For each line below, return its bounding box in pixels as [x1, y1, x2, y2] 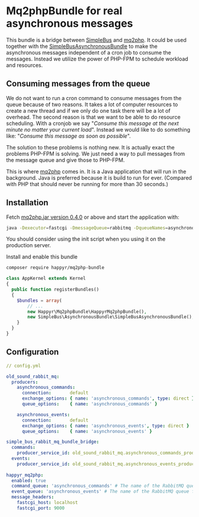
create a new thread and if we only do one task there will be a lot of [6, 107, 171, 114]
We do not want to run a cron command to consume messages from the [6, 94, 182, 101]
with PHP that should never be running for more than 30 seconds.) [6, 180, 169, 187]
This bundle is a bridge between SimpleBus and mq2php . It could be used [6, 36, 187, 43]
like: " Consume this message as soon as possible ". [6, 132, 131, 139]
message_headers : [11, 494, 54, 500]
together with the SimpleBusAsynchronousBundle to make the [6, 43, 158, 50]
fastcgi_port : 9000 [17, 505, 65, 511]
